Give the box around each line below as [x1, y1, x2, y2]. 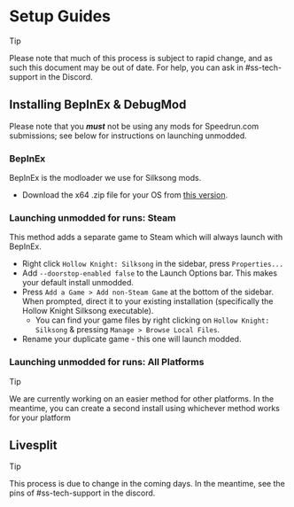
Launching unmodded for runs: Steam [9, 211, 176, 223]
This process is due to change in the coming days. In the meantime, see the [9, 479, 285, 489]
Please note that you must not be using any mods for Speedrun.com [9, 121, 259, 131]
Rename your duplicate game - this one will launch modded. [21, 334, 242, 345]
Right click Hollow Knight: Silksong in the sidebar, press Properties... [21, 259, 284, 269]
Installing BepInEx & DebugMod [9, 97, 187, 113]
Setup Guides [9, 6, 112, 27]
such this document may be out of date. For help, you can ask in [9, 62, 244, 73]
